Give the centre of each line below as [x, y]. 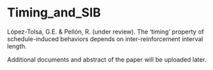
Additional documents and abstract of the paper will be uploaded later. [107, 59]
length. [17, 46]
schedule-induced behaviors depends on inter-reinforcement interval [105, 38]
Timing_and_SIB [54, 13]
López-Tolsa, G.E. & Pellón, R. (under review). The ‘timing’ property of [106, 32]
